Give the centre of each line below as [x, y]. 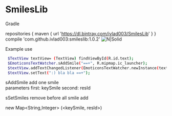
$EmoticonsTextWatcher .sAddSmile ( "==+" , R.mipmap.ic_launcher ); [77, 63]
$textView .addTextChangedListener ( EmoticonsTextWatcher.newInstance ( [83, 68]
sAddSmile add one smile [32, 83]
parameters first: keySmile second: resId [48, 88]
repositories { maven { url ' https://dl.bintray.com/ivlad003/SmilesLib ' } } [81, 33]
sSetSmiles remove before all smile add [47, 98]
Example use [19, 49]
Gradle [12, 24]
